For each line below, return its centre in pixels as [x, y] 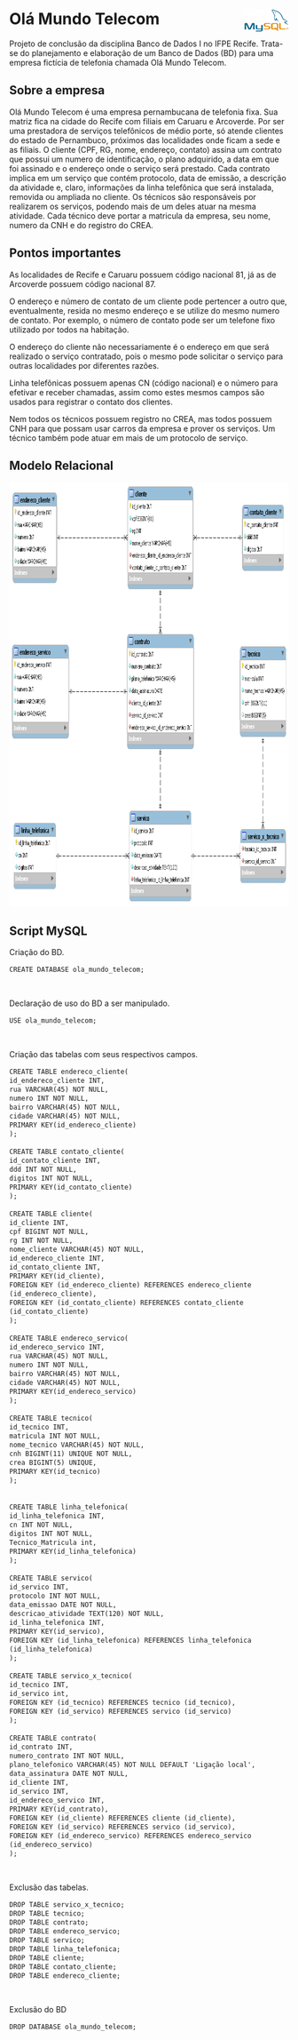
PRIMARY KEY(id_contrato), [59, 1809]
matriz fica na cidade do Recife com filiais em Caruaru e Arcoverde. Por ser [147, 121]
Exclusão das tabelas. [49, 1887]
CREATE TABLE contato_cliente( [67, 1152]
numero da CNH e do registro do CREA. [81, 225]
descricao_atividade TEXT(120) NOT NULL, [87, 1614]
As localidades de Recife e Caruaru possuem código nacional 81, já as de [143, 275]
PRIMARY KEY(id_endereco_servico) [73, 1392]
